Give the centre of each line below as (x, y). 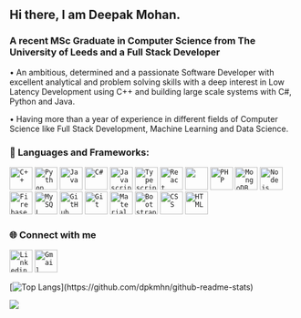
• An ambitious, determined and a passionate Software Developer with (142, 72)
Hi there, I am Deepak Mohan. (95, 15)
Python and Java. (42, 101)
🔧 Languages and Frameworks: (79, 152)
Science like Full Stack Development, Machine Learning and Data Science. (149, 128)
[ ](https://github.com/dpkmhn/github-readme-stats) (131, 287)
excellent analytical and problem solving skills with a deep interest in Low (147, 82)
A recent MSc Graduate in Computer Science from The (133, 41)
